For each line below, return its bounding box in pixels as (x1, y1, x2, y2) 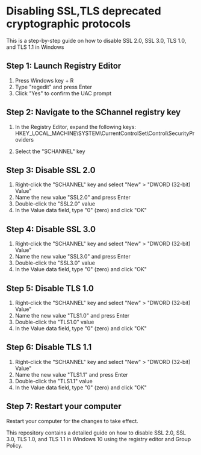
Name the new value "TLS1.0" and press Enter (14, 312, 130, 319)
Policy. (6, 442, 23, 449)
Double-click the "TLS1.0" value (14, 318, 94, 325)
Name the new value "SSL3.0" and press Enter (14, 253, 131, 260)
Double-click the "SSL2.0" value (14, 200, 95, 207)
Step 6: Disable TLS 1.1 (6, 342, 92, 353)
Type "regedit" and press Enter (14, 83, 92, 90)
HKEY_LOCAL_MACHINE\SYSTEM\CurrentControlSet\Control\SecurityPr (14, 130, 195, 137)
